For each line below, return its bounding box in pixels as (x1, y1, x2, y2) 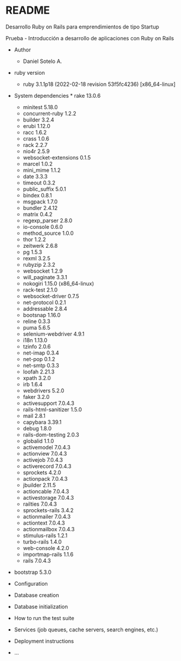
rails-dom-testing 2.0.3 (22, 431, 79, 438)
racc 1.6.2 (22, 129, 47, 136)
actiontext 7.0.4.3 (22, 519, 66, 526)
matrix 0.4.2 (22, 210, 53, 218)
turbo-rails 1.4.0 (22, 538, 62, 545)
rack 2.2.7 (22, 141, 48, 148)
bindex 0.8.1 (22, 191, 52, 199)
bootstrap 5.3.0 (14, 569, 51, 576)
